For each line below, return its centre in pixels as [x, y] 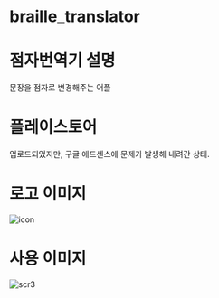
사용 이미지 [48, 259]
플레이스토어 [53, 127]
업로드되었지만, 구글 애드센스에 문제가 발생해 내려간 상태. [109, 154]
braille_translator [75, 17]
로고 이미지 [48, 194]
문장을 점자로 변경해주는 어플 [60, 88]
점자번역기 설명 [62, 61]
